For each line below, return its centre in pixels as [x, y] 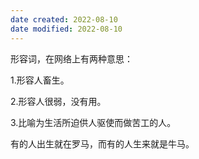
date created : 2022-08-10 [64, 19]
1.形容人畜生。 [40, 80]
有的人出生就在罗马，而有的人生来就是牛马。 [102, 143]
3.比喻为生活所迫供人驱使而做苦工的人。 [93, 122]
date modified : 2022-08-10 [66, 29]
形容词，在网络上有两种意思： [71, 58]
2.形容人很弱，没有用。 [58, 101]
